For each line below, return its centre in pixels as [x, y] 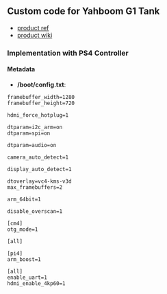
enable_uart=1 [27, 278]
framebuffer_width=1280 [41, 97]
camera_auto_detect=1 [38, 157]
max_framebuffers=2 [35, 187]
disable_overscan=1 [35, 211]
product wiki [35, 35]
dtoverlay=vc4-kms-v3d [39, 181]
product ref [33, 27]
